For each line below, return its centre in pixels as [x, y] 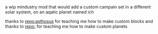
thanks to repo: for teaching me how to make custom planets [66, 26]
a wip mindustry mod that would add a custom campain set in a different [78, 7]
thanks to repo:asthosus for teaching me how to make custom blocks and [79, 21]
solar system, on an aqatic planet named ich [50, 12]
